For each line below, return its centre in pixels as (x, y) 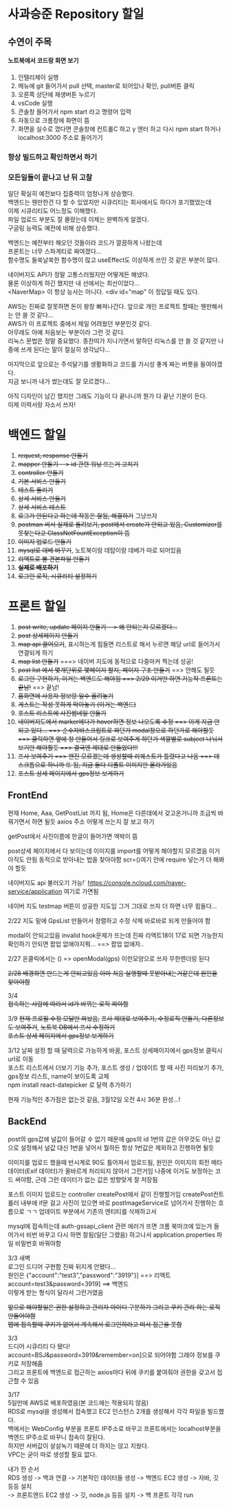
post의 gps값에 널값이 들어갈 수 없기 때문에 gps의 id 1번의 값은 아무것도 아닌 (111, 1139)
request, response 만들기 (53, 455)
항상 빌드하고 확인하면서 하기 (53, 157)
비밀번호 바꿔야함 (38, 1243)
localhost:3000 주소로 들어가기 (60, 137)
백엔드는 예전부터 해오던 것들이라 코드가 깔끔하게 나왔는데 (85, 243)
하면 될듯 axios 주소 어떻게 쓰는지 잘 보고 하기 (93, 822)
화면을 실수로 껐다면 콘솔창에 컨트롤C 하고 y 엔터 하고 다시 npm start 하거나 (119, 129)
